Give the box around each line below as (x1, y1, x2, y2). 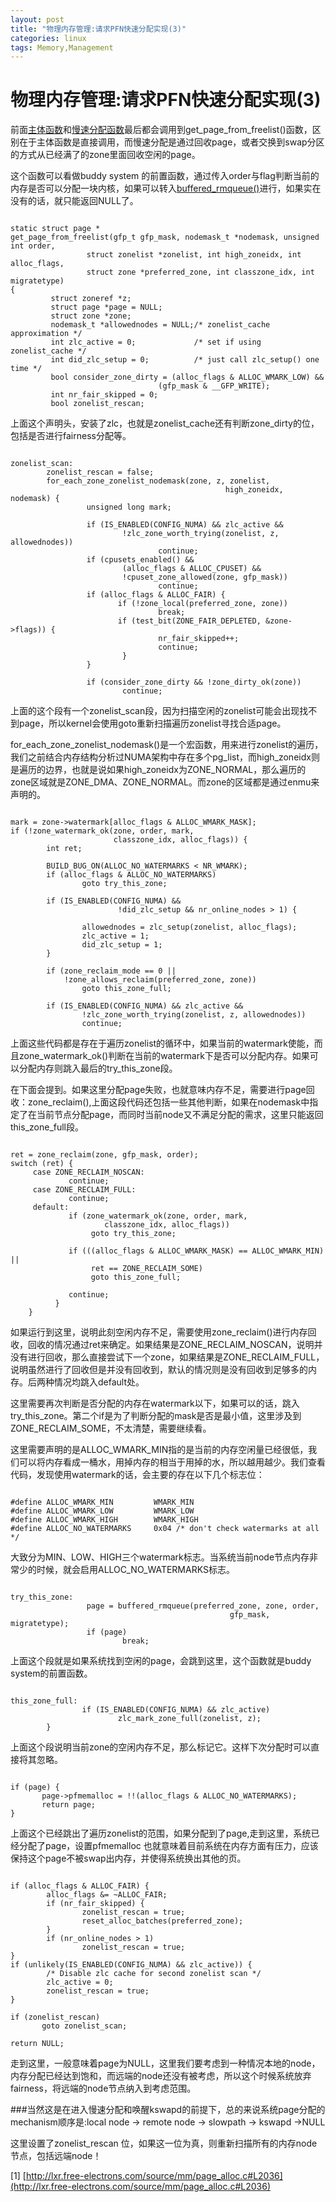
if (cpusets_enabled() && (86, 555, 195, 565)
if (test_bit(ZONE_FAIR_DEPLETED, (117, 616, 262, 626)
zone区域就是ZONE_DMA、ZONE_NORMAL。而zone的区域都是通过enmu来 (10, 776, 320, 788)
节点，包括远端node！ (10, 2150, 102, 2162)
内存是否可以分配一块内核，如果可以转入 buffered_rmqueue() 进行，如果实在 (10, 182, 322, 195)
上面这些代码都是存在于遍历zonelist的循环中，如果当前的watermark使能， (10, 1037, 315, 1050)
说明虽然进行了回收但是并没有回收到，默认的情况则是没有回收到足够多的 (10, 1364, 308, 1376)
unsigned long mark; (86, 502, 172, 513)
